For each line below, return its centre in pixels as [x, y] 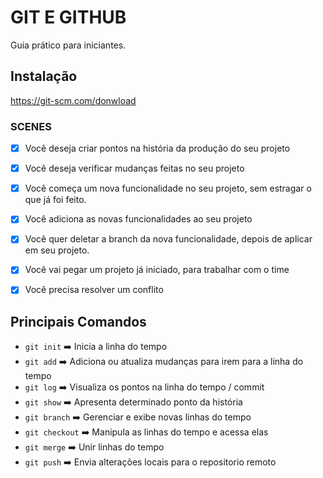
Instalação [44, 76]
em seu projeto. [57, 250]
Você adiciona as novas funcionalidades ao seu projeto [138, 219]
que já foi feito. [55, 200]
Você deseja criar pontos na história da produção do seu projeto [157, 148]
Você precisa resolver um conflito [94, 290]
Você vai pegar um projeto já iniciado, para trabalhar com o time [157, 270]
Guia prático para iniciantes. [68, 45]
